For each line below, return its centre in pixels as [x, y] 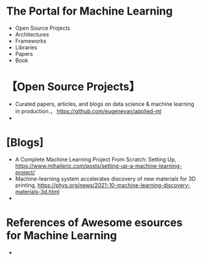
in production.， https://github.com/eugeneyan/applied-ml [88, 111]
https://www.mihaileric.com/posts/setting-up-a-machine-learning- [98, 166]
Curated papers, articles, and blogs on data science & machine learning [105, 104]
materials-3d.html [37, 191]
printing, [25, 185]
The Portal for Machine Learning [89, 11]
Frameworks [31, 41]
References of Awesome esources [95, 222]
